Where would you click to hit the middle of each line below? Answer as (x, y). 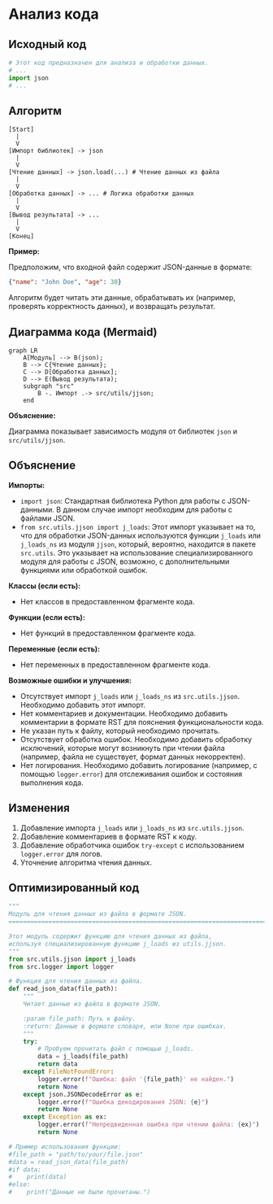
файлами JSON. (48, 518)
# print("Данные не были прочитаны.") (80, 1193)
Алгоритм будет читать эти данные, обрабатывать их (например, (122, 298)
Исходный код (48, 44)
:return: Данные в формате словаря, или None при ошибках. (125, 1026)
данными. (37, 509)
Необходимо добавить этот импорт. (83, 705)
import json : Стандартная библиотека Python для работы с (123, 500)
